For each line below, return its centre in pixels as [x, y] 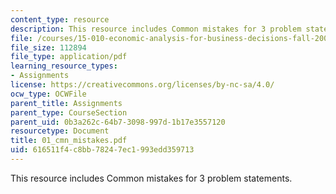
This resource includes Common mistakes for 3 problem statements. [151, 178]
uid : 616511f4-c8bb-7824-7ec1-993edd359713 [102, 150]
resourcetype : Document [60, 131]
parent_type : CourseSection [69, 112]
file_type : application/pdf [69, 57]
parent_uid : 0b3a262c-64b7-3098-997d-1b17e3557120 [118, 122]
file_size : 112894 [48, 47]
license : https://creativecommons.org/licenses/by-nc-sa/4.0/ [142, 85]
